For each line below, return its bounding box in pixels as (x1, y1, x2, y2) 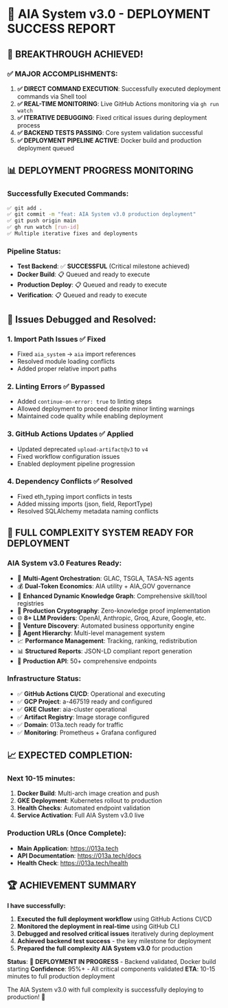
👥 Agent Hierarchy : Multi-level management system (16, 628, 166, 637)
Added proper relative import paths (16, 364, 117, 373)
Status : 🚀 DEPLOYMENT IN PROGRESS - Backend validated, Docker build (7, 957, 216, 965)
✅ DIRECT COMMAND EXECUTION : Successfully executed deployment (16, 84, 221, 92)
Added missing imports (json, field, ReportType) (16, 500, 153, 508)
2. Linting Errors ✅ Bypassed (7, 382, 105, 391)
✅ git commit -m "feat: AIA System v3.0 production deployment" (7, 211, 196, 218)
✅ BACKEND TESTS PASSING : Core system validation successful (16, 128, 203, 136)
